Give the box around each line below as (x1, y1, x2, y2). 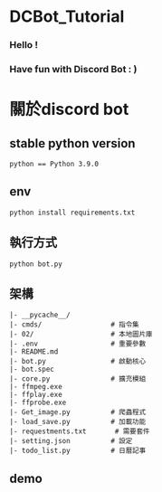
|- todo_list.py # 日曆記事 (9, 446, 147, 456)
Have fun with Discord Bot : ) (9, 63, 138, 76)
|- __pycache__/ (9, 310, 71, 320)
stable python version (9, 136, 136, 151)
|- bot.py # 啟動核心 (9, 357, 147, 366)
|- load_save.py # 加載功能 (9, 418, 147, 427)
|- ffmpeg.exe (9, 383, 63, 392)
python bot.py (9, 260, 63, 269)
